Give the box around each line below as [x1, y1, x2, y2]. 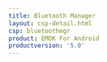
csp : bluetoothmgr [8, 27, 71, 35]
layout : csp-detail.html [8, 19, 92, 27]
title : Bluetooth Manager [8, 11, 96, 20]
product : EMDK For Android [8, 34, 100, 43]
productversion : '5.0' [8, 42, 85, 50]
